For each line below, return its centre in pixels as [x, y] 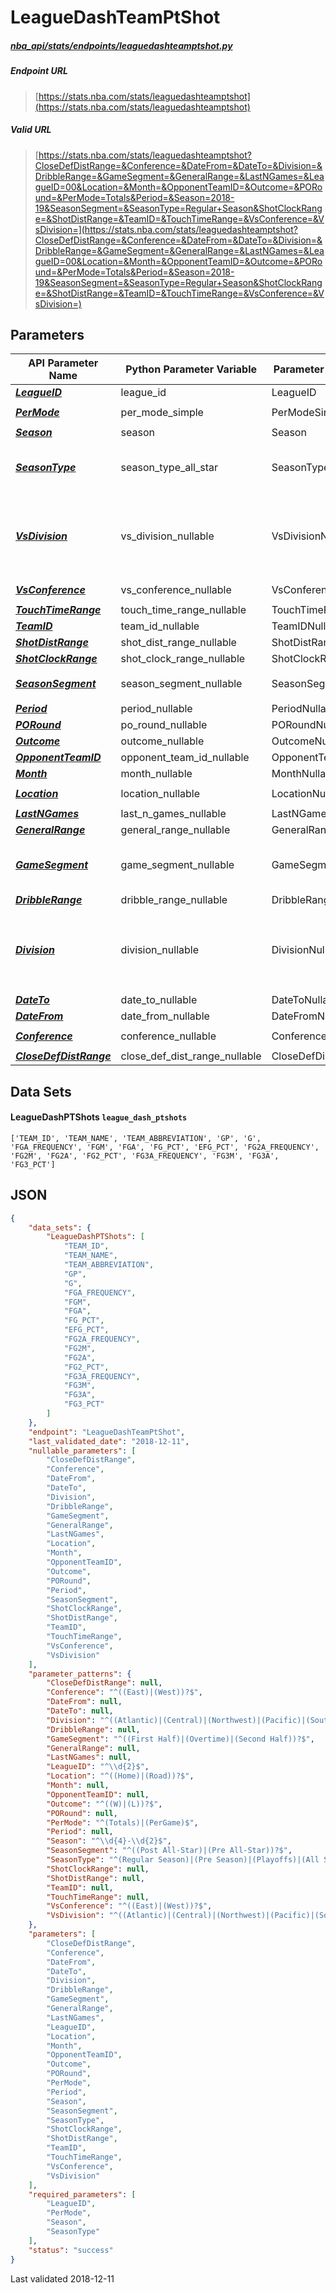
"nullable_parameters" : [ [82, 1451]
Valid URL [31, 130]
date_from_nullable [165, 1016]
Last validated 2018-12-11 [62, 2278]
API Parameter [63, 363]
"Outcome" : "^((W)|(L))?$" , [104, 1804]
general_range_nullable [175, 830]
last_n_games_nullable [173, 814]
